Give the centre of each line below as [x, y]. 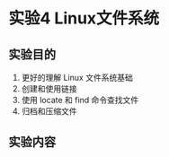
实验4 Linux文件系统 [84, 18]
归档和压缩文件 [49, 111]
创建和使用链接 [49, 89]
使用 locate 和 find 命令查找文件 [80, 100]
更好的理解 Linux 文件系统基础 [77, 78]
